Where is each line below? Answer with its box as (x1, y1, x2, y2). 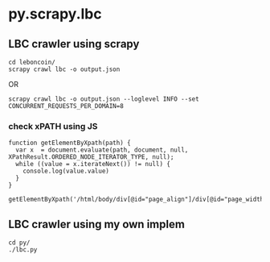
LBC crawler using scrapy (8, 37, 140, 51)
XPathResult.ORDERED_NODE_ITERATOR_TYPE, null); (8, 153, 174, 161)
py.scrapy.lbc (8, 5, 102, 23)
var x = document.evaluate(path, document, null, (15, 146, 189, 154)
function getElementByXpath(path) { (8, 139, 131, 148)
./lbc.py (8, 246, 38, 254)
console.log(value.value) (22, 167, 110, 176)
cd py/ (8, 239, 31, 247)
